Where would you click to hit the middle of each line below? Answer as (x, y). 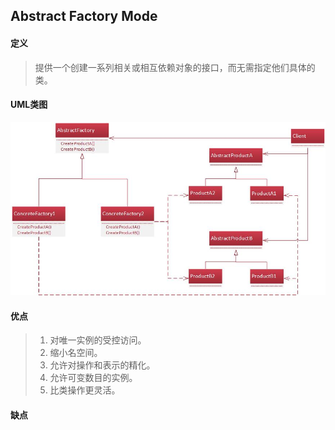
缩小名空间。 (76, 353)
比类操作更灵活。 (85, 390)
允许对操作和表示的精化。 (102, 365)
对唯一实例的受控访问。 (98, 340)
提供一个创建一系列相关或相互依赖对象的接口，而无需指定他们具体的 (175, 67)
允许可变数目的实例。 (93, 378)
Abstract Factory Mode (84, 16)
